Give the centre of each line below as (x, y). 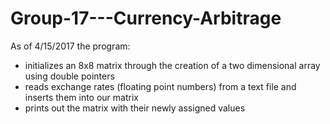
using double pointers (69, 76)
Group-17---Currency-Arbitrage (146, 18)
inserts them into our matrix (81, 97)
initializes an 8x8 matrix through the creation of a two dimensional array (172, 65)
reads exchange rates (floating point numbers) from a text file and (160, 86)
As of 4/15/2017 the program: (70, 46)
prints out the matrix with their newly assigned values (135, 108)
